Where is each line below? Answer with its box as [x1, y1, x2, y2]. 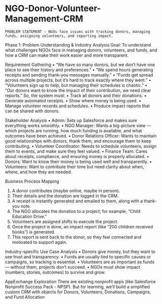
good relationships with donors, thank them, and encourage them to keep [5, 138, 151, 144]
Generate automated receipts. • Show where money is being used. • [5, 97, 142, 103]
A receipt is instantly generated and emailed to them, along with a [12, 198, 143, 204]
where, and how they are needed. [5, 169, 73, 175]
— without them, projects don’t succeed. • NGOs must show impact [5, 264, 140, 270]
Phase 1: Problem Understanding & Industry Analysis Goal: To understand [5, 42, 151, 48]
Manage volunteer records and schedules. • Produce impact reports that [5, 103, 150, 109]
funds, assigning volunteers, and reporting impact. [5, 33, 114, 38]
